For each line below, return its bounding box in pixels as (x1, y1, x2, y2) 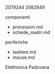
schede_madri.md (12, 29, 50, 35)
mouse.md (12, 54, 35, 60)
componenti (5, 14, 30, 20)
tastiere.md (12, 49, 36, 55)
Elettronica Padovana (5, 64, 49, 70)
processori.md (12, 24, 43, 30)
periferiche (5, 39, 28, 45)
